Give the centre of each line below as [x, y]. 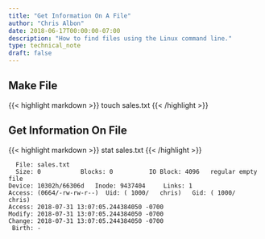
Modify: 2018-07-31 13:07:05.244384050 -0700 [86, 214]
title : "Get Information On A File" [70, 16]
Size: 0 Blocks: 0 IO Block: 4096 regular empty [137, 171]
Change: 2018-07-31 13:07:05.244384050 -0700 [86, 221]
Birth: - [27, 228]
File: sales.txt [43, 165]
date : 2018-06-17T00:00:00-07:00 [64, 31]
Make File [33, 86]
